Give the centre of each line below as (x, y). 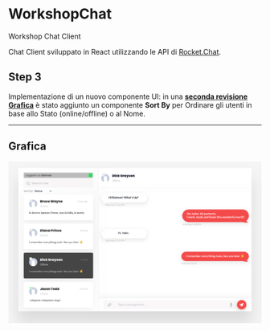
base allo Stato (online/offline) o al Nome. (77, 113)
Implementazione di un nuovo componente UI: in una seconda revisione (128, 96)
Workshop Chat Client (45, 36)
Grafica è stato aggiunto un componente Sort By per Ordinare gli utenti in (130, 104)
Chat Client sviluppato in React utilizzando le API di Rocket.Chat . (115, 51)
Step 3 (25, 77)
